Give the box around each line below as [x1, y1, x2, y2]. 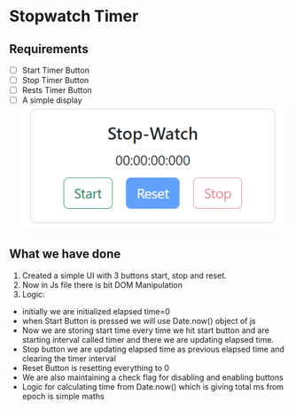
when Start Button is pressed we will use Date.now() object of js [21, 315, 256, 326]
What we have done [9, 246, 121, 262]
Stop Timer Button [21, 75, 90, 86]
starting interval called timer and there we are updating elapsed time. [21, 334, 275, 344]
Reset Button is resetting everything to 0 [21, 362, 170, 373]
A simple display [21, 95, 82, 105]
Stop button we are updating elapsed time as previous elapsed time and [21, 344, 285, 354]
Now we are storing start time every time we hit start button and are [21, 325, 270, 336]
